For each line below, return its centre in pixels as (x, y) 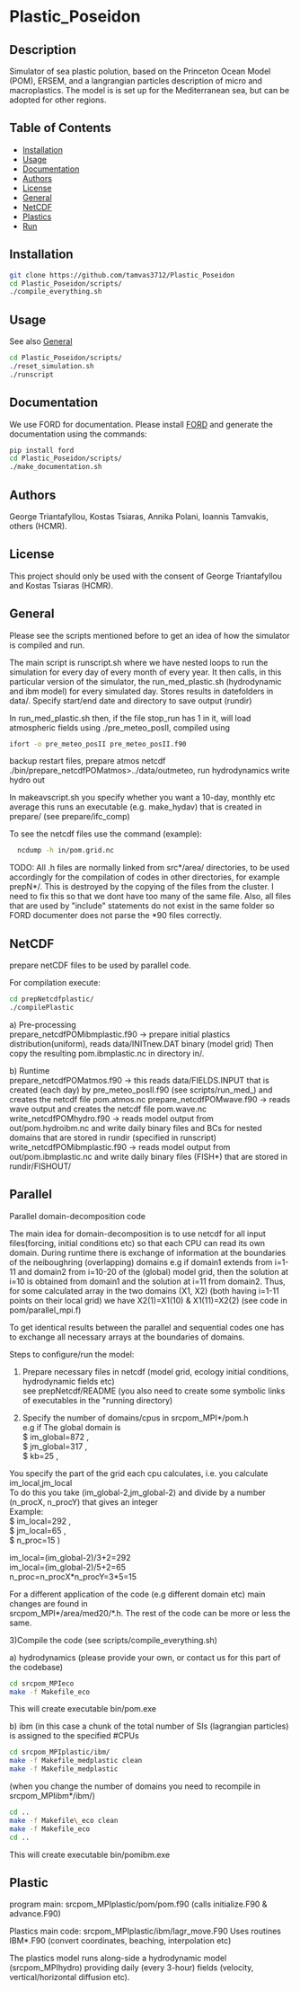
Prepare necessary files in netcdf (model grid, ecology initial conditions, (155, 1371)
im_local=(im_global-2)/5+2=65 (67, 1567)
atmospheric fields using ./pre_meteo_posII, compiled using (120, 727)
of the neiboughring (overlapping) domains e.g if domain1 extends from (141, 1262)
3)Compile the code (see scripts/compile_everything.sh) (114, 1640)
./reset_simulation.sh (52, 366)
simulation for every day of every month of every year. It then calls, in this (146, 672)
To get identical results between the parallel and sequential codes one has (147, 1327)
